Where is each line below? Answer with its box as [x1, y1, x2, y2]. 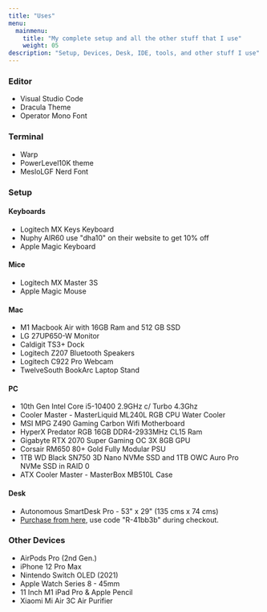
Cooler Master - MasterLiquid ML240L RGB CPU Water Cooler [19, 410, 226, 420]
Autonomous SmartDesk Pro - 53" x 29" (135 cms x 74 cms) [19, 506, 219, 515]
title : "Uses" [8, 11, 56, 20]
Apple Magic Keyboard [19, 241, 96, 251]
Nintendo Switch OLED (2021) [19, 570, 119, 580]
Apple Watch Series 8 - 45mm [19, 578, 120, 588]
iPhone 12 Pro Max [19, 561, 82, 571]
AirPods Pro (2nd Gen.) [19, 552, 98, 563]
